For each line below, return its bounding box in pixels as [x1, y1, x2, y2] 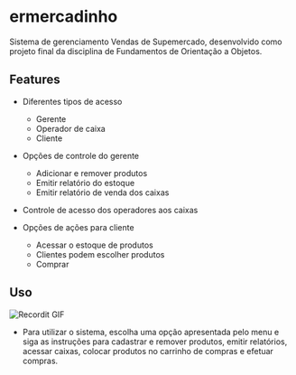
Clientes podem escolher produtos [35, 248, 165, 259]
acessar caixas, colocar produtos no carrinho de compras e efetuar [22, 345, 273, 356]
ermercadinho [9, 6, 118, 27]
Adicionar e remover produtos [35, 167, 148, 178]
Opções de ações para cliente [22, 221, 134, 232]
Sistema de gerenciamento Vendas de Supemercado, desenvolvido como [9, 36, 282, 47]
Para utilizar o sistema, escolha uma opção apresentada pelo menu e [22, 326, 280, 337]
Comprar [35, 258, 69, 269]
